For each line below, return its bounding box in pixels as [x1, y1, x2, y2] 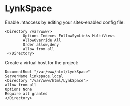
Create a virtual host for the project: [5, 59, 79, 65]
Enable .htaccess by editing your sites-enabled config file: [5, 19, 125, 25]
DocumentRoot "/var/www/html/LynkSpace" [5, 69, 91, 74]
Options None [5, 87, 32, 92]
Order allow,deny [23, 42, 59, 47]
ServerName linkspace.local [5, 73, 64, 79]
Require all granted [5, 91, 48, 96]
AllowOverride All [23, 38, 61, 43]
